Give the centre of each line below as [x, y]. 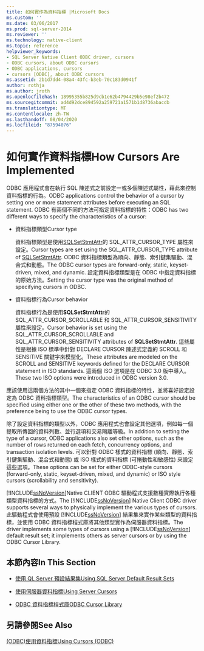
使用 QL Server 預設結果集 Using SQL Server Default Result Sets [95, 578]
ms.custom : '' [24, 18]
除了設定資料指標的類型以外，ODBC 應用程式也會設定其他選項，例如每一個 [100, 424]
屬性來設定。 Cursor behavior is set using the [71, 328]
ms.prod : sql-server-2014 [39, 29]
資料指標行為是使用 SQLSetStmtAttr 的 [63, 312]
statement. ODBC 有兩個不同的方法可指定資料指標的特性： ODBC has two [97, 210]
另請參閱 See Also [39, 625]
